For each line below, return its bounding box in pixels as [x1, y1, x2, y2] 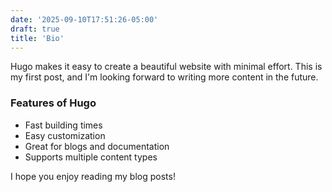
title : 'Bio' [10, 33, 65, 43]
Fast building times [24, 119, 103, 131]
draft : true [10, 24, 60, 34]
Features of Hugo [10, 96, 97, 110]
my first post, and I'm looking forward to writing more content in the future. [10, 71, 319, 83]
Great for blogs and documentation [24, 140, 170, 152]
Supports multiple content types [24, 151, 158, 163]
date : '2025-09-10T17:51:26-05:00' [10, 14, 159, 25]
